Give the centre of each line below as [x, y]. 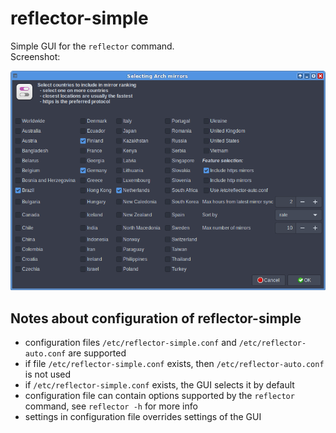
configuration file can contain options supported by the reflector [159, 395]
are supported [97, 353]
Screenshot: [35, 56]
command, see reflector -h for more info [111, 406]
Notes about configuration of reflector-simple [156, 318]
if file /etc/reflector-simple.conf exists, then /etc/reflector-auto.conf [174, 363]
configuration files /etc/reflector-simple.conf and [130, 342]
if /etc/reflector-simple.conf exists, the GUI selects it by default [159, 384]
